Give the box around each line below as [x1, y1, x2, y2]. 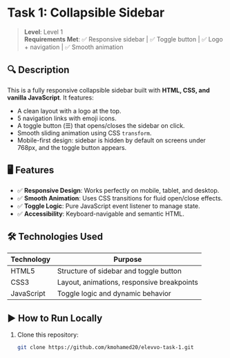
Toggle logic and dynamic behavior [57, 289, 171, 299]
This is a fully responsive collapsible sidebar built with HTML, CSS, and [7, 86, 210, 94]
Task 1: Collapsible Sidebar [7, 5, 165, 21]
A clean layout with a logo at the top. [17, 106, 122, 115]
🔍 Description [7, 64, 70, 76]
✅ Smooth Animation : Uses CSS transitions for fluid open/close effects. [17, 194, 223, 202]
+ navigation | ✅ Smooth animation [23, 43, 124, 51]
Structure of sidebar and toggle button [57, 266, 182, 276]
